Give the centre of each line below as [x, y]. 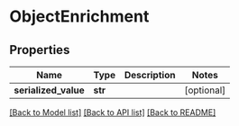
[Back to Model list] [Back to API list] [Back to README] [113, 112]
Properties [40, 50]
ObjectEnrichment [79, 17]
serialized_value [50, 90]
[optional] [205, 90]
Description [150, 75]
